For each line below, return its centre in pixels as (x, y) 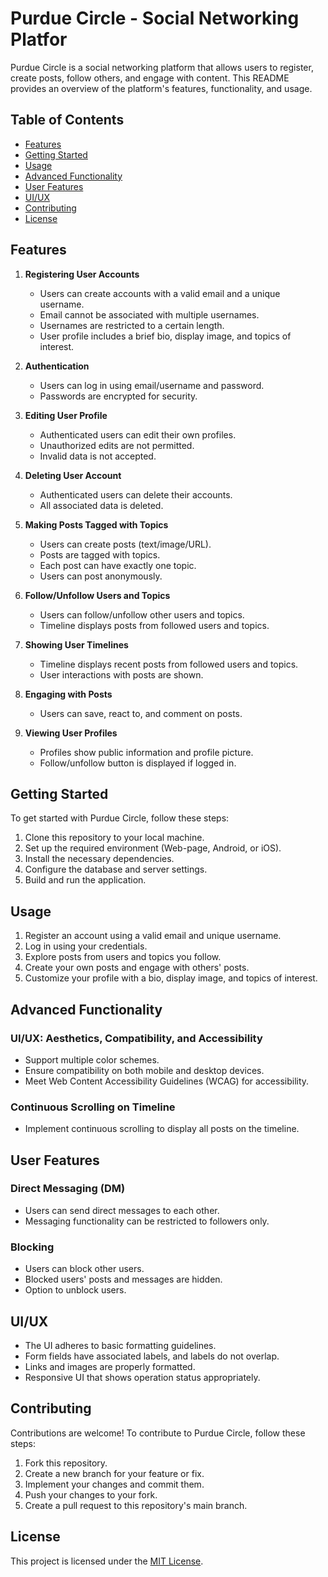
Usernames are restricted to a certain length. (132, 325)
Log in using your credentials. (86, 946)
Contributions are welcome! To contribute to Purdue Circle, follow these (158, 1433)
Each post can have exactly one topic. (118, 565)
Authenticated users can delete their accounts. (136, 494)
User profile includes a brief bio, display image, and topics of (165, 336)
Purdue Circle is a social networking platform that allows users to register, (162, 67)
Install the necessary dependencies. (99, 859)
